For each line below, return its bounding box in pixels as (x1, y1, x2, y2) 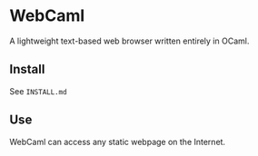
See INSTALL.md (9, 85, 67, 96)
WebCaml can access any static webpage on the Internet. (9, 136, 225, 147)
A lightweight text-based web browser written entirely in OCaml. (9, 35, 250, 46)
